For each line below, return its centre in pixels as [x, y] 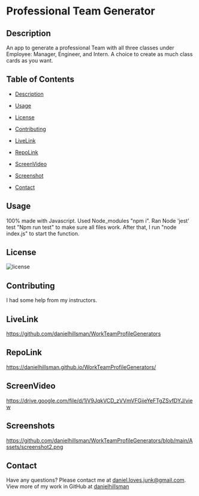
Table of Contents [40, 79]
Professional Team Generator [81, 11]
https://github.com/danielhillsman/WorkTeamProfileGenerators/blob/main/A [99, 440]
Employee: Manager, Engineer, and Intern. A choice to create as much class [99, 54]
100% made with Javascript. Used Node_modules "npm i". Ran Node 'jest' [98, 220]
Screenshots [31, 426]
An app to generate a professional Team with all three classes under [90, 48]
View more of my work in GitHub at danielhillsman [68, 486]
